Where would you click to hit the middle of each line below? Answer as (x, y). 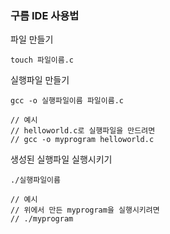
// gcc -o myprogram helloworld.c (82, 140)
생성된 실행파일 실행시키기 (61, 159)
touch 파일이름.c (42, 60)
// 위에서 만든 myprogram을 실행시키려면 (85, 210)
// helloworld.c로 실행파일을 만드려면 (83, 131)
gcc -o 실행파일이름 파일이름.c (67, 101)
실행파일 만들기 (40, 80)
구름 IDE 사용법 (45, 15)
